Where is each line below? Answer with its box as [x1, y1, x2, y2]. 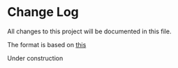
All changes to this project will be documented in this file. [7, 27, 172, 35]
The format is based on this [7, 40, 87, 49]
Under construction [7, 53, 64, 62]
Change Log [7, 4, 79, 20]
